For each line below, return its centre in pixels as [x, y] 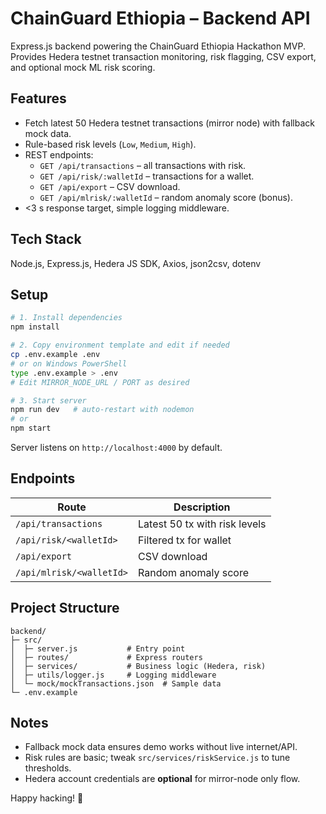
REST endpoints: [59, 154]
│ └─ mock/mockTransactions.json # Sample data [116, 683]
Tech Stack [46, 239]
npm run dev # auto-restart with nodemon [102, 410]
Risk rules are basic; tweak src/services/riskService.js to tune [157, 758]
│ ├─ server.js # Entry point [98, 648]
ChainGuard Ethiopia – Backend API [160, 18]
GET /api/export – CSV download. [110, 186]
